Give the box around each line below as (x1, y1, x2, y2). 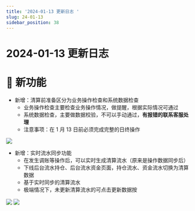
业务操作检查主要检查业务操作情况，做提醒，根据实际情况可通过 (23, 103, 179, 110)
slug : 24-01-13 (6, 14, 44, 20)
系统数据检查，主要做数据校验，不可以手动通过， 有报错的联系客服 (23, 111, 184, 118)
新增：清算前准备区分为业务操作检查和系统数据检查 (14, 96, 139, 103)
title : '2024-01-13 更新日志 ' (6, 8, 80, 15)
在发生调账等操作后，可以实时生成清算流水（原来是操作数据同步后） (23, 156, 189, 163)
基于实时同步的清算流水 (23, 179, 81, 186)
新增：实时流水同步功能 (14, 149, 72, 156)
